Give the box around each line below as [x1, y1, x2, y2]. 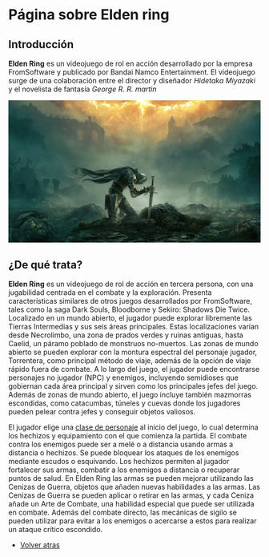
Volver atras [19, 540, 60, 550]
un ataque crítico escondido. [8, 525, 103, 535]
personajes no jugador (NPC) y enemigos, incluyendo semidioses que [8, 373, 239, 382]
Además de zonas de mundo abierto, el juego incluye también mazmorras [8, 390, 252, 400]
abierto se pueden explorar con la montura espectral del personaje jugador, [8, 347, 258, 357]
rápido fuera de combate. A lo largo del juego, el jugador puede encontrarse [8, 365, 260, 374]
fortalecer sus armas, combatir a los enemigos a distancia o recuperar [8, 465, 240, 474]
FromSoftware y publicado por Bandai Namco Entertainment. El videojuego [8, 67, 256, 77]
